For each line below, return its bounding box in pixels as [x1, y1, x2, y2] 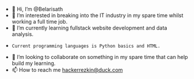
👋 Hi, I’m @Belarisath [11, 6, 63, 12]
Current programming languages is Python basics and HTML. [11, 43, 161, 49]
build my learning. [11, 60, 56, 67]
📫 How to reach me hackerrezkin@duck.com [11, 67, 123, 73]
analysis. [11, 31, 34, 38]
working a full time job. [11, 18, 68, 25]
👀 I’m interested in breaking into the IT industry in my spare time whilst [11, 12, 183, 19]
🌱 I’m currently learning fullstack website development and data [11, 24, 167, 31]
